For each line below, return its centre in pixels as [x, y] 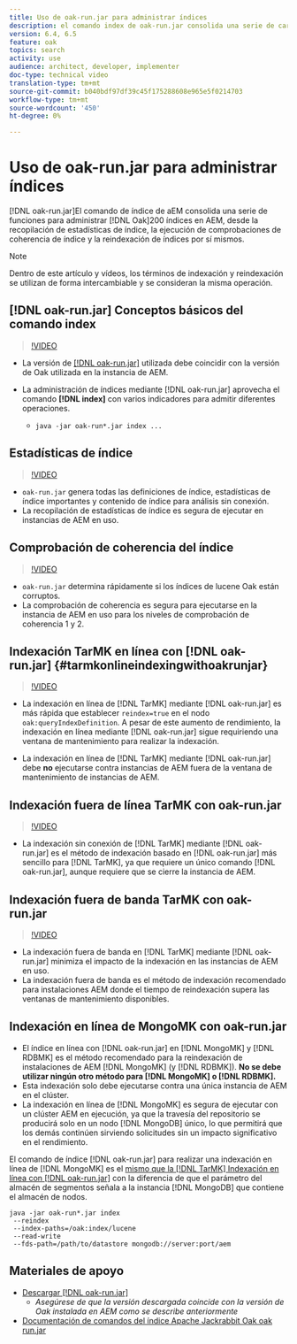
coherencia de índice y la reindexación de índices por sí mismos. [127, 239]
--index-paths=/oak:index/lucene [75, 1228]
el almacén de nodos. [48, 1196]
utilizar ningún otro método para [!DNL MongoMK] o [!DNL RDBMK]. [149, 1076]
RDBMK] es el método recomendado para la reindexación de [132, 1057]
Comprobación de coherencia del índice [122, 548]
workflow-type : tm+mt [49, 100]
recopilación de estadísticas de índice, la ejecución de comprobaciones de [145, 230]
